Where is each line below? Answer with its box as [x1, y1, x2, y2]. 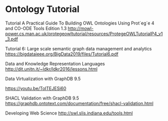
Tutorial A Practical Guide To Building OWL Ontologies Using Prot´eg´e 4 [5, 20, 154, 26]
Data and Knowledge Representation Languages [5, 60, 105, 66]
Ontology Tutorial [5, 3, 80, 15]
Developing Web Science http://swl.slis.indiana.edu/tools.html [5, 110, 133, 116]
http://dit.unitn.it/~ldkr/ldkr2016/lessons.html [5, 66, 98, 72]
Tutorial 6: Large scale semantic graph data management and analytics [5, 45, 152, 51]
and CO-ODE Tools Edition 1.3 [5, 25, 67, 31]
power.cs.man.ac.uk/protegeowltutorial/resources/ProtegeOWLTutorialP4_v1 [5, 30, 163, 36]
